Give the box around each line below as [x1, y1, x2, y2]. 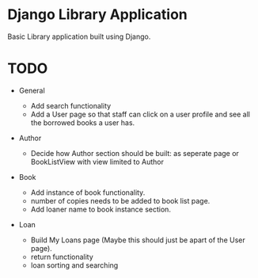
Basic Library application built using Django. [7, 32, 151, 41]
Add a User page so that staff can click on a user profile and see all [30, 109, 251, 119]
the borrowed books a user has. [30, 117, 135, 128]
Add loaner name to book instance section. [30, 204, 172, 214]
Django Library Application [7, 6, 188, 24]
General [18, 86, 45, 95]
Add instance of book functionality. [30, 188, 146, 197]
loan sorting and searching [30, 260, 119, 270]
